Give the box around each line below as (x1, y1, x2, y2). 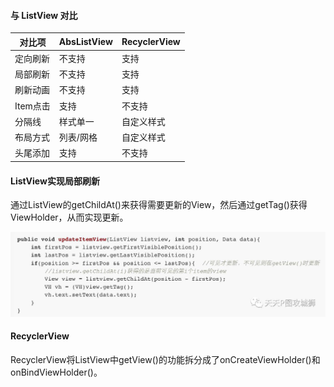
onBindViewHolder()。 (10, 366, 103, 378)
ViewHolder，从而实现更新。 (10, 211, 129, 224)
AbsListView (58, 36, 113, 48)
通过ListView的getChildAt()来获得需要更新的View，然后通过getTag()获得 (10, 199, 308, 211)
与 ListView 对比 (10, 9, 78, 21)
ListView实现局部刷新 (10, 175, 100, 187)
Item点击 (14, 100, 51, 112)
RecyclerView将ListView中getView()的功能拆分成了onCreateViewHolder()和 (10, 353, 321, 365)
